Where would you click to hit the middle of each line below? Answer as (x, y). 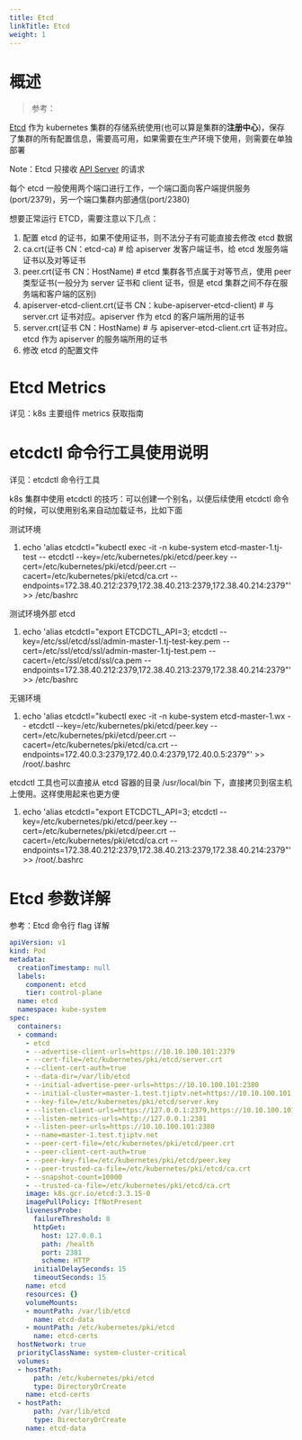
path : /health (68, 1244)
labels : (32, 976)
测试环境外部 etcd (43, 614)
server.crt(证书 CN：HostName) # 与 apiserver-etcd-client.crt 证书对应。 (157, 328)
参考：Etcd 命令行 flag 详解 (60, 926)
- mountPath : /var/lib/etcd (78, 1311)
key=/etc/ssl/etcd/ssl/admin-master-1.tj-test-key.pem (121, 641)
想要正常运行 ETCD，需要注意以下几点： (84, 219)
